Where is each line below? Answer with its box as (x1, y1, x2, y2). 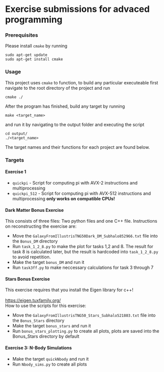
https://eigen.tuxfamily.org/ (5, 298, 61, 304)
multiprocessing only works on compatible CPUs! (12, 195, 115, 201)
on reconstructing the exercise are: (5, 223, 77, 229)
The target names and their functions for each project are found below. (5, 144, 150, 150)
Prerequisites (5, 32, 38, 39)
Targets (5, 156, 24, 163)
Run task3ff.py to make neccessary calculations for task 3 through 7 (12, 264, 154, 271)
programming (5, 14, 63, 25)
